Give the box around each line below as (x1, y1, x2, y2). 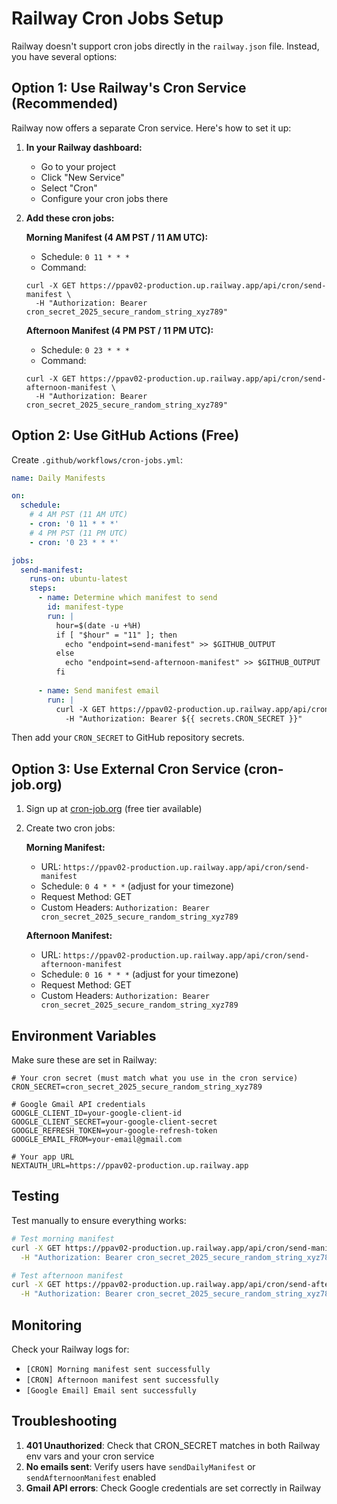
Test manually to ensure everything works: (11, 1214, 187, 1226)
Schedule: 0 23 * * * (40, 343, 130, 356)
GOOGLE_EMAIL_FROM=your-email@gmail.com (11, 1135, 183, 1145)
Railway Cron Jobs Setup (11, 7, 224, 30)
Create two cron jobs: (25, 822, 116, 834)
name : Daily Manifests (11, 473, 106, 483)
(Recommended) (11, 95, 119, 112)
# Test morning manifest (11, 1233, 115, 1244)
